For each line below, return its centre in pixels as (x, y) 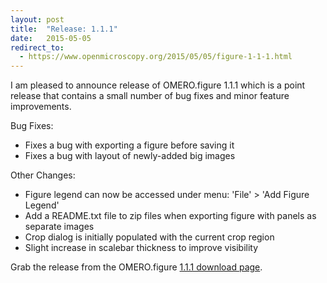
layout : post (37, 19)
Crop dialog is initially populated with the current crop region (149, 237)
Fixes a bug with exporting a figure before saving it (129, 145)
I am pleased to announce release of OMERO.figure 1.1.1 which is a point (158, 85)
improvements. (41, 107)
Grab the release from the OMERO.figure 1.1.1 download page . (136, 267)
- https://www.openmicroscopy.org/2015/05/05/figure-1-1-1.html (156, 57)
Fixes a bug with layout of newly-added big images (130, 156)
